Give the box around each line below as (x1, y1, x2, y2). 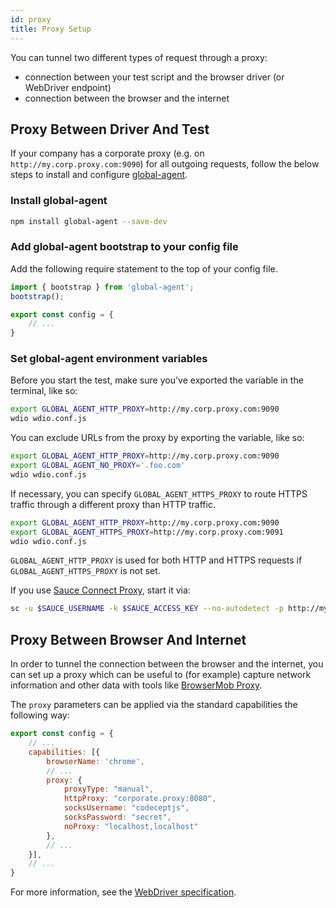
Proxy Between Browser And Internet (10, 631, 247, 648)
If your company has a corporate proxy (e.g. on (10, 147, 205, 160)
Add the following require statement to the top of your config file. (10, 262, 278, 275)
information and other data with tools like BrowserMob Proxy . (10, 679, 263, 691)
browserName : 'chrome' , (46, 756, 145, 766)
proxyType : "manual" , (63, 784, 155, 795)
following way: (10, 709, 70, 721)
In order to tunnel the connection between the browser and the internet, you (10, 658, 324, 670)
